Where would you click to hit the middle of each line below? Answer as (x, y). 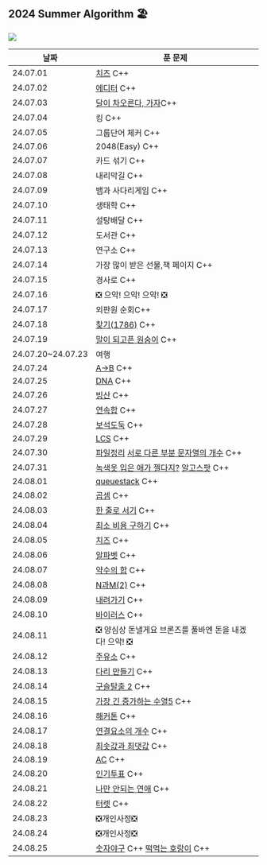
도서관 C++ (116, 235)
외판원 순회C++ (123, 309)
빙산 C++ (112, 395)
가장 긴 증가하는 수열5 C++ (144, 701)
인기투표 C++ (120, 774)
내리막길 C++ (120, 176)
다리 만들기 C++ (124, 671)
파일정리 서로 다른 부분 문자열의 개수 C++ (169, 452)
